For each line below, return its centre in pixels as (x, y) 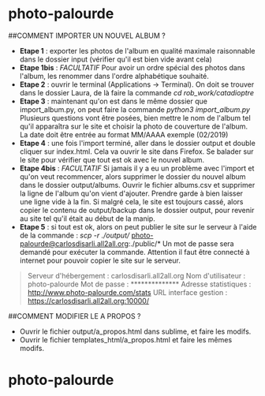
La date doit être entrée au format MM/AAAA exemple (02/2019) (124, 134)
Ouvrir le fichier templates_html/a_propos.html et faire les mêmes (126, 339)
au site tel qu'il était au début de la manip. (87, 219)
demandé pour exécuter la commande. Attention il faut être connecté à (134, 252)
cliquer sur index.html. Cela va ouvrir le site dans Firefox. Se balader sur (136, 151)
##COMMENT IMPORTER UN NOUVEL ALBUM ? (87, 35)
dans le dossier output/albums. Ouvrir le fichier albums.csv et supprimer (137, 185)
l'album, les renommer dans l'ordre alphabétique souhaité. (114, 76)
